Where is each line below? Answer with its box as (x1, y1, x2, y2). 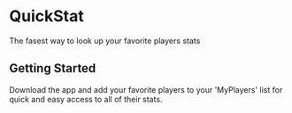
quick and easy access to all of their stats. (9, 94, 163, 104)
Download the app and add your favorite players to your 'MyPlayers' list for (9, 84, 283, 94)
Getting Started (9, 61, 96, 76)
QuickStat (9, 6, 84, 26)
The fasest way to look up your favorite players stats (9, 35, 201, 46)
